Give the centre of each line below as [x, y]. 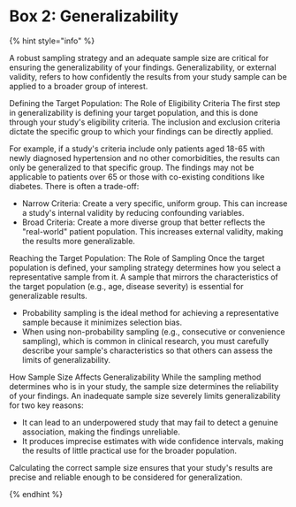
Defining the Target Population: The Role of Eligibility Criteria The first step [145, 103]
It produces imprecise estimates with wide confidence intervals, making [153, 441]
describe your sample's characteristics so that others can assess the [147, 350]
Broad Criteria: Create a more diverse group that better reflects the [144, 222]
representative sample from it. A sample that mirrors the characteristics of [144, 277]
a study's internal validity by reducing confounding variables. [133, 212]
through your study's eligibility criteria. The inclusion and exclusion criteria [145, 122]
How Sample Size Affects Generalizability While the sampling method [135, 377]
